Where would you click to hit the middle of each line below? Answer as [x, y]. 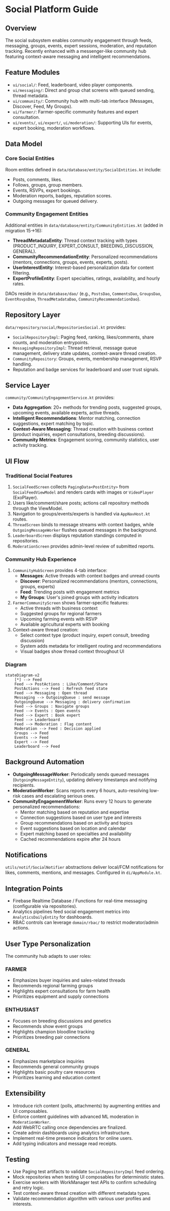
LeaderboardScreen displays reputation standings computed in [77, 535]
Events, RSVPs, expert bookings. [47, 190]
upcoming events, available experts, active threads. [66, 413]
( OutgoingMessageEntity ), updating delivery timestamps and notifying [85, 779]
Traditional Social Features [39, 475]
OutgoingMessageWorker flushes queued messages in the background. [85, 530]
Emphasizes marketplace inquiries [48, 1061]
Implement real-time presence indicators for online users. [73, 1138]
